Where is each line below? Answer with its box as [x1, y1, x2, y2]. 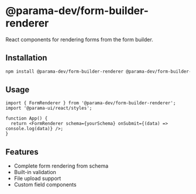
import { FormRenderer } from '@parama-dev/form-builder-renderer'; [5, 100, 176, 106]
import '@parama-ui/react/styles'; [5, 105, 92, 111]
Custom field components [13, 181, 77, 188]
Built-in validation [13, 169, 57, 176]
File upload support [13, 175, 61, 182]
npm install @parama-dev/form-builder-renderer [5, 69, 124, 74]
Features [5, 147, 39, 156]
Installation [5, 53, 47, 63]
